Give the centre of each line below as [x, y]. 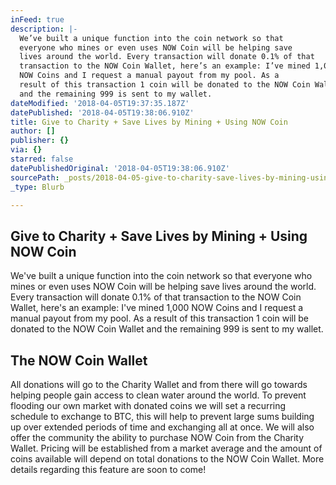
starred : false [42, 159]
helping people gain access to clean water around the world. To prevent [158, 395]
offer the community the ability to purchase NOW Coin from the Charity [157, 437]
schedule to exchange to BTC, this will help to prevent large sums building [162, 416]
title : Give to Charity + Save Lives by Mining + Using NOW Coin [149, 122]
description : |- [44, 29]
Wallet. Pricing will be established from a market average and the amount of [166, 448]
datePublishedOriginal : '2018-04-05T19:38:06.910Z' [120, 168]
